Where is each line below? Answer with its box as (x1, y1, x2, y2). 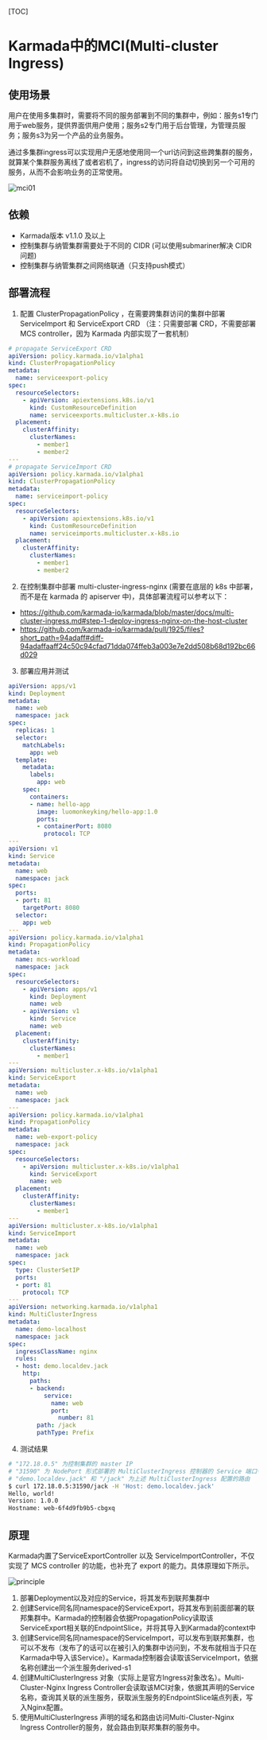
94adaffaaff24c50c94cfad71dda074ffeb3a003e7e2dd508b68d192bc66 (19, 641, 256, 651)
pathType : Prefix (37, 1429, 94, 1437)
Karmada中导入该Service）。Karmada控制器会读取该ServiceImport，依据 (19, 1653, 258, 1662)
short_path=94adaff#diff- (19, 632, 105, 643)
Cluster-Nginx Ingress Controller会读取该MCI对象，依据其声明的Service (19, 1682, 255, 1692)
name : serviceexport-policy (15, 374, 109, 383)
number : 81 (58, 1414, 94, 1422)
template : (15, 755, 48, 764)
